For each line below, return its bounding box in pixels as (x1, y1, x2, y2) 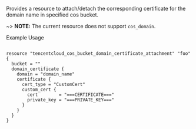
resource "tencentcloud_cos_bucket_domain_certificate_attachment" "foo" (6, 51, 191, 57)
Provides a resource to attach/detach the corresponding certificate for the (6, 5, 186, 12)
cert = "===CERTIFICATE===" (27, 92, 115, 98)
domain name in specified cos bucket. (6, 11, 99, 18)
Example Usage (6, 34, 44, 41)
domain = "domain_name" (16, 71, 75, 77)
